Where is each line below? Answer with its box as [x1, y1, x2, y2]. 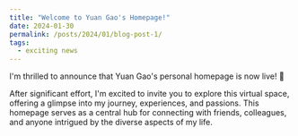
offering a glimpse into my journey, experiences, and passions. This [9, 98, 259, 108]
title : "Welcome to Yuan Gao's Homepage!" [9, 13, 171, 22]
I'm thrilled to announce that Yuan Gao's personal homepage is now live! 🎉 [9, 71, 285, 81]
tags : [9, 38, 30, 47]
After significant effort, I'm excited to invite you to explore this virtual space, [9, 89, 290, 99]
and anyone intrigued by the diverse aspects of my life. [9, 117, 213, 128]
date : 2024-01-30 [9, 21, 74, 30]
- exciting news [17, 47, 78, 55]
